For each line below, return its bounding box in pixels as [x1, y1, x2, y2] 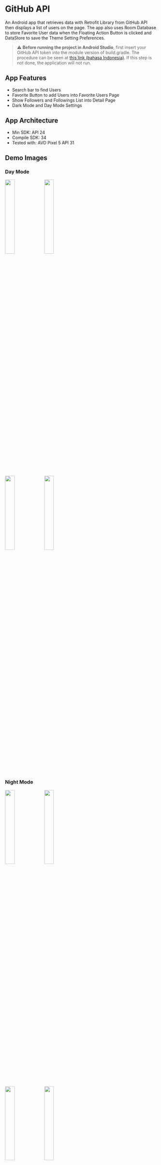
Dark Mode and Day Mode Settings [12, 102, 82, 108]
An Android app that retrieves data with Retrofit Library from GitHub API [5, 19, 148, 25]
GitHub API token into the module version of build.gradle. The [16, 50, 140, 55]
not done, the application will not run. [16, 60, 91, 66]
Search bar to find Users [12, 87, 61, 93]
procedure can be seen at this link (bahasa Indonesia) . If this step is [16, 54, 152, 60]
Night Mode [5, 779, 33, 785]
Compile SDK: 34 [12, 135, 47, 140]
